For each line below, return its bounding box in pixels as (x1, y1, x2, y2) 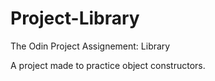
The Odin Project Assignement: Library (10, 40, 171, 52)
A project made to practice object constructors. (10, 59, 206, 71)
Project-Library (10, 7, 140, 30)
